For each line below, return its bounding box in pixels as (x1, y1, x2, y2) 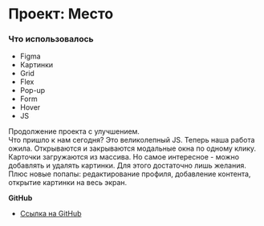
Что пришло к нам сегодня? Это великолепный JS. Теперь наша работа (8, 135, 255, 145)
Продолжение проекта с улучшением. (8, 127, 140, 136)
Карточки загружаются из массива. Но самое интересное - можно (8, 152, 239, 162)
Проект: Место (8, 5, 114, 23)
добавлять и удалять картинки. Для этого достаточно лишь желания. (8, 161, 246, 171)
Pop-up (19, 86, 46, 95)
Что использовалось (8, 34, 94, 45)
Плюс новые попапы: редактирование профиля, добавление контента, (8, 169, 251, 179)
